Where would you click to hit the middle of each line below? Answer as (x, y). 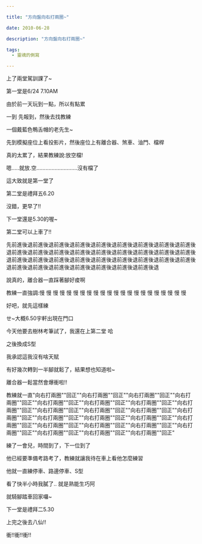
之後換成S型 (21, 344)
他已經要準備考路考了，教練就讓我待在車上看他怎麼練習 (75, 459)
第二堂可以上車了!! (29, 232)
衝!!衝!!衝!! (19, 535)
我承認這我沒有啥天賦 (32, 357)
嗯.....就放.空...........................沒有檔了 (53, 168)
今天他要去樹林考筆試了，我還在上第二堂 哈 (60, 331)
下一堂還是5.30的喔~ (32, 219)
